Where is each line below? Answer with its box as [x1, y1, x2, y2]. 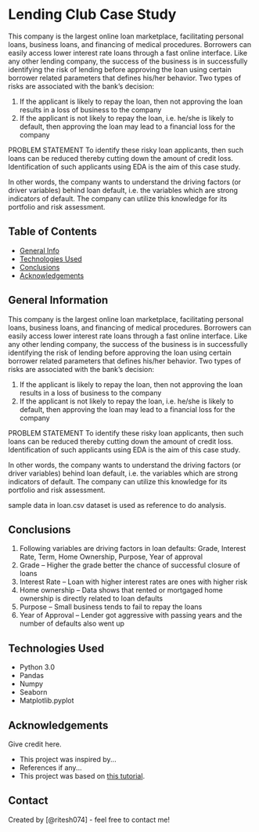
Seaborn [19, 688, 48, 697]
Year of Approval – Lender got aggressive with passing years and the [19, 611, 243, 620]
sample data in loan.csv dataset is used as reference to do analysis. [8, 500, 227, 509]
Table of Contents [8, 225, 98, 239]
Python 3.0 [19, 662, 56, 672]
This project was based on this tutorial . [19, 772, 146, 780]
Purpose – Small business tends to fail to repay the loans [19, 602, 203, 611]
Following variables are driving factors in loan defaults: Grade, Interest [19, 544, 246, 553]
